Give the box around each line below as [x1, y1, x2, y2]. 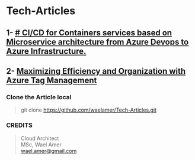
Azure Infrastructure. [6, 46, 87, 56]
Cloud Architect [20, 135, 59, 142]
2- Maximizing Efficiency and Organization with [6, 66, 186, 76]
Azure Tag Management [6, 75, 97, 85]
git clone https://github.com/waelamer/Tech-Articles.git [20, 106, 157, 113]
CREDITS [6, 121, 33, 129]
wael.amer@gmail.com [20, 147, 77, 154]
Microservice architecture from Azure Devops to [6, 37, 189, 47]
